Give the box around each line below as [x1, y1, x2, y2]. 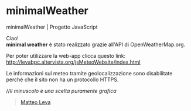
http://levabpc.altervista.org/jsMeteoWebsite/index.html [6, 58, 141, 65]
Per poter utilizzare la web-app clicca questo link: [6, 52, 126, 59]
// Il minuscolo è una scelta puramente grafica [6, 87, 117, 94]
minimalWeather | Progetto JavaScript [6, 23, 98, 30]
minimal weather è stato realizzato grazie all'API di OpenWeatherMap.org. [6, 41, 186, 48]
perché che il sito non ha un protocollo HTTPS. [6, 76, 119, 83]
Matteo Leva [20, 98, 51, 106]
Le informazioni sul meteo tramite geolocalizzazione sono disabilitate [6, 70, 173, 77]
